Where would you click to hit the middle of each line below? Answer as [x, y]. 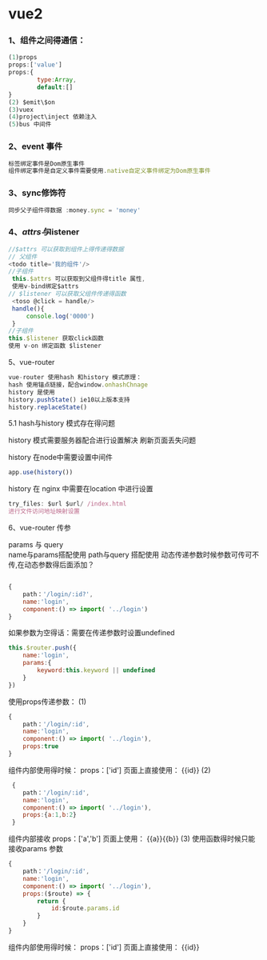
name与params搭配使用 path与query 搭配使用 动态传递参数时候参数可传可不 [134, 554]
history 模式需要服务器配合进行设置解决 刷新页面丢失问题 [102, 440]
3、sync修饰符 [37, 193]
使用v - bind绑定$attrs [45, 286]
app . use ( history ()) [41, 473]
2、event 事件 [36, 146]
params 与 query [36, 544]
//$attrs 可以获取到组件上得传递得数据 [66, 249]
